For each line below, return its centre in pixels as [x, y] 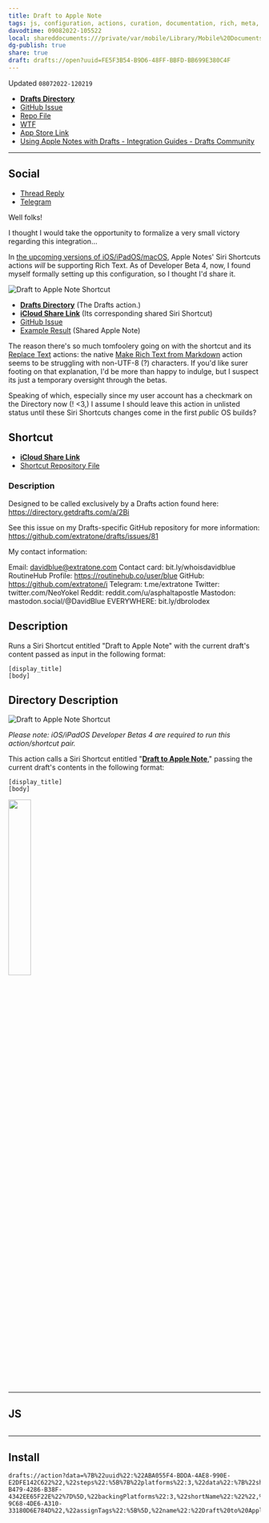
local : [19, 38]
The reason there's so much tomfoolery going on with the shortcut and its [130, 346]
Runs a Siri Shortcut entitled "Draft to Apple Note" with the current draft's [129, 645]
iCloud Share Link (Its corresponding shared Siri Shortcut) [116, 313]
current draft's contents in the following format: [86, 768]
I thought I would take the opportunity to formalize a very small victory [124, 232]
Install [24, 1457]
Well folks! [25, 217]
